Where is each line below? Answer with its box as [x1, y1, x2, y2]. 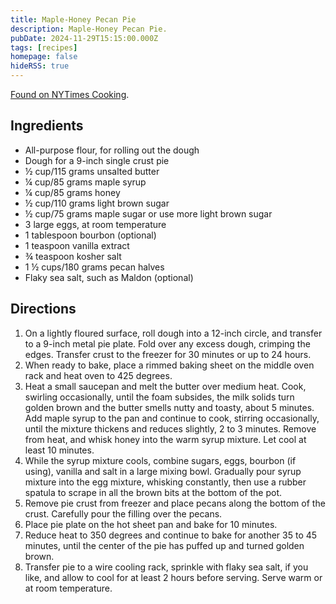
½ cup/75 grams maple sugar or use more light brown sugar [24, 207, 273, 220]
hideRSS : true [10, 61, 70, 71]
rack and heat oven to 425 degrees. [24, 369, 173, 381]
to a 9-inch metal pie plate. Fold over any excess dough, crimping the [24, 337, 311, 350]
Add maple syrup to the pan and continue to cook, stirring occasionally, [24, 412, 320, 424]
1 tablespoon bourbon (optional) [24, 229, 157, 241]
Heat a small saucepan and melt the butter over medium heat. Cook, [24, 380, 307, 392]
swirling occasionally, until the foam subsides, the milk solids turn [24, 391, 295, 403]
